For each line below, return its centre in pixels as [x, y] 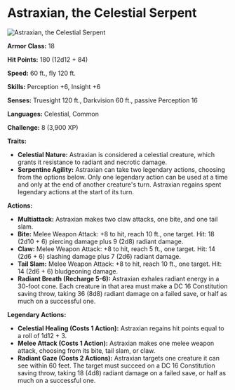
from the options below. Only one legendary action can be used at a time [122, 177]
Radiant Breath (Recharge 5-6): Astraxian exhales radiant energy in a [118, 278]
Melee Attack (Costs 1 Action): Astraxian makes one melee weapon [116, 343]
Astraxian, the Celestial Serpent [102, 13]
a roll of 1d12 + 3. [42, 335]
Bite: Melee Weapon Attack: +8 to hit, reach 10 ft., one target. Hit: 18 [116, 234]
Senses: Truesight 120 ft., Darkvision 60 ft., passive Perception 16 [102, 100]
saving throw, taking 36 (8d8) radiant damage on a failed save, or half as [122, 293]
